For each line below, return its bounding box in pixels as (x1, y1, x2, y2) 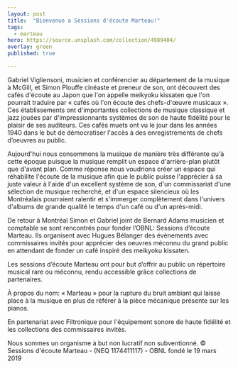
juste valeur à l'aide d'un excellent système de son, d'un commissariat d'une (7, 179, 232, 188)
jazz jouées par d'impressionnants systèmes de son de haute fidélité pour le (7, 113, 231, 121)
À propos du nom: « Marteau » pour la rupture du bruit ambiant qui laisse (7, 289, 221, 297)
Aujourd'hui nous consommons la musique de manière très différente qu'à (7, 150, 225, 158)
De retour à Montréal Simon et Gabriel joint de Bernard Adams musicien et (7, 216, 225, 224)
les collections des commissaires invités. (7, 325, 126, 333)
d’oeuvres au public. (7, 135, 67, 144)
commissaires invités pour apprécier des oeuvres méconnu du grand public (7, 238, 229, 247)
